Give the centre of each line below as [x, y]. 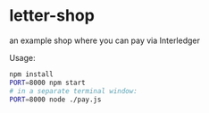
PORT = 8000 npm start [48, 83]
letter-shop [52, 16]
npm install [31, 74]
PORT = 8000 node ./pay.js [55, 100]
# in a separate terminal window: [74, 91]
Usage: [22, 57]
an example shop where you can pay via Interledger [105, 40]
